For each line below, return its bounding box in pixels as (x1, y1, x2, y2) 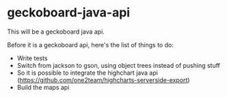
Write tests (16, 53, 48, 62)
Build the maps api (16, 83, 70, 91)
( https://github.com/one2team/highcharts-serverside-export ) (16, 75, 190, 84)
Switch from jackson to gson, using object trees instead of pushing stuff (16, 61, 221, 69)
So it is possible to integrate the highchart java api (16, 69, 159, 77)
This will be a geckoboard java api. (7, 27, 105, 36)
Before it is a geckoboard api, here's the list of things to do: (7, 40, 174, 49)
